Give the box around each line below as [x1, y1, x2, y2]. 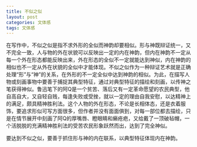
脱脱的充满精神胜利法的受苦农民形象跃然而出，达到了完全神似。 [16, 122, 171, 129]
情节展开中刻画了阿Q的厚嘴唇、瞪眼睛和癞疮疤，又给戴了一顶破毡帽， [16, 115, 185, 122]
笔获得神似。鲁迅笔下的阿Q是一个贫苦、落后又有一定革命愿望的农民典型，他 [6, 86, 190, 93]
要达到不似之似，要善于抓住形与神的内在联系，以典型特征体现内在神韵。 [6, 135, 181, 142]
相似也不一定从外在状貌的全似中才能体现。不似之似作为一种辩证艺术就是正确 [6, 64, 191, 71]
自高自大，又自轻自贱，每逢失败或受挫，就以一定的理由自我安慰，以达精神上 [6, 93, 191, 100]
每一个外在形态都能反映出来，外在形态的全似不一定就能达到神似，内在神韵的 [6, 56, 191, 63]
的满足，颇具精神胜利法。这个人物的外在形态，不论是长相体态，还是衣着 [6, 100, 181, 107]
